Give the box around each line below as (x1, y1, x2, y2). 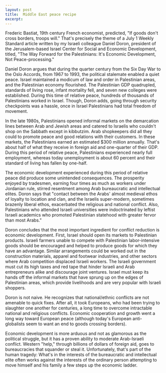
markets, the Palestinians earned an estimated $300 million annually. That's (5, 139, 160, 145)
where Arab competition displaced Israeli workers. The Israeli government (5, 259, 156, 265)
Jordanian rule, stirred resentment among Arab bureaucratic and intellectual (5, 186, 160, 192)
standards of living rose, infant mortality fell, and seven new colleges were (5, 87, 157, 93)
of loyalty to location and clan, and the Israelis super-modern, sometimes (5, 196, 155, 202)
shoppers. (5, 285, 26, 291)
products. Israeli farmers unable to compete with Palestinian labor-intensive (5, 237, 160, 243)
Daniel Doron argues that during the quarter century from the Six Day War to (5, 66, 161, 72)
